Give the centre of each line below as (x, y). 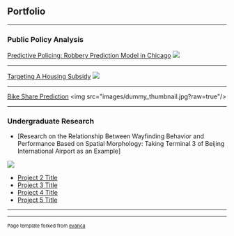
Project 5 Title (37, 200)
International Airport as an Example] (69, 151)
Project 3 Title (37, 185)
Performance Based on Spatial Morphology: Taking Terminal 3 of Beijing (121, 144)
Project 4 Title (37, 193)
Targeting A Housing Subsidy (49, 77)
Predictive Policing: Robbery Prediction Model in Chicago (89, 56)
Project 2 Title (37, 178)
